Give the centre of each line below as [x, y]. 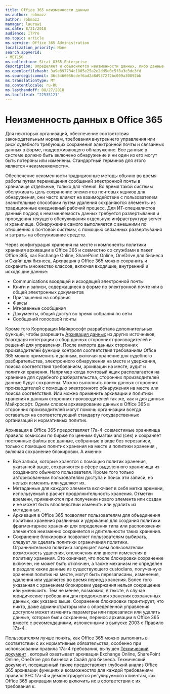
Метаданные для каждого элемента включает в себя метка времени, [88, 488]
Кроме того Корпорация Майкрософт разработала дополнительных [79, 329]
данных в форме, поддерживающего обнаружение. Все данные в [76, 150]
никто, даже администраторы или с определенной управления [81, 607]
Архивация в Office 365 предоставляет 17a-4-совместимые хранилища [83, 430]
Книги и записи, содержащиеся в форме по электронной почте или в [88, 287]
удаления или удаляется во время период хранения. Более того [82, 580]
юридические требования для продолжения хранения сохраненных [87, 596]
